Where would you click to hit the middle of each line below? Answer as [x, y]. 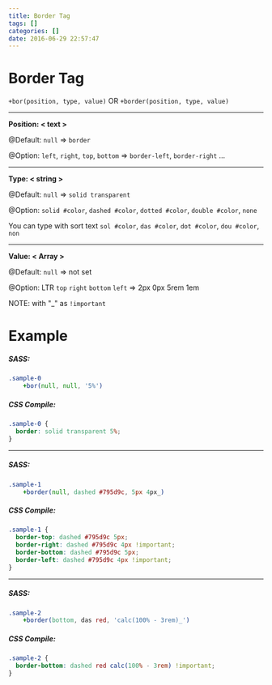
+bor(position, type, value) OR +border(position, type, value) [119, 101]
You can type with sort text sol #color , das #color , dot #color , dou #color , [134, 226]
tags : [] [23, 23]
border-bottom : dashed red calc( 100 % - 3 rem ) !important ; [116, 666]
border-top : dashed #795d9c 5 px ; [72, 538]
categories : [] [34, 31]
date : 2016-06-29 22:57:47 [54, 38]
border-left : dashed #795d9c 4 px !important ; [94, 559]
